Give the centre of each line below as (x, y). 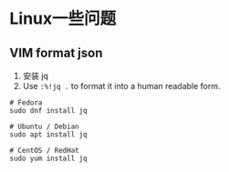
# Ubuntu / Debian (44, 126)
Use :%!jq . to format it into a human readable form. (121, 86)
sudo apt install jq (49, 135)
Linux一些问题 (63, 19)
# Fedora (26, 103)
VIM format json (56, 52)
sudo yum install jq (49, 158)
